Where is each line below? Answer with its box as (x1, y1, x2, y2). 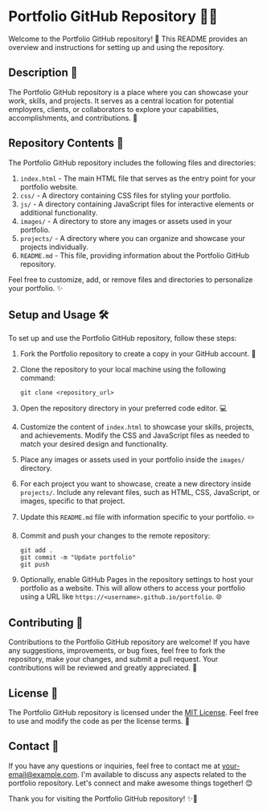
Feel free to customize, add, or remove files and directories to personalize (8, 274, 253, 285)
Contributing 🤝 (8, 616, 84, 630)
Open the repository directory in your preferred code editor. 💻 (19, 403, 228, 414)
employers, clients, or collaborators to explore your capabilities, (8, 104, 220, 114)
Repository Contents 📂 (8, 136, 125, 150)
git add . (19, 547, 54, 555)
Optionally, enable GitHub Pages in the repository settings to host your (19, 575, 254, 584)
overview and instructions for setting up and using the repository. (8, 42, 225, 52)
